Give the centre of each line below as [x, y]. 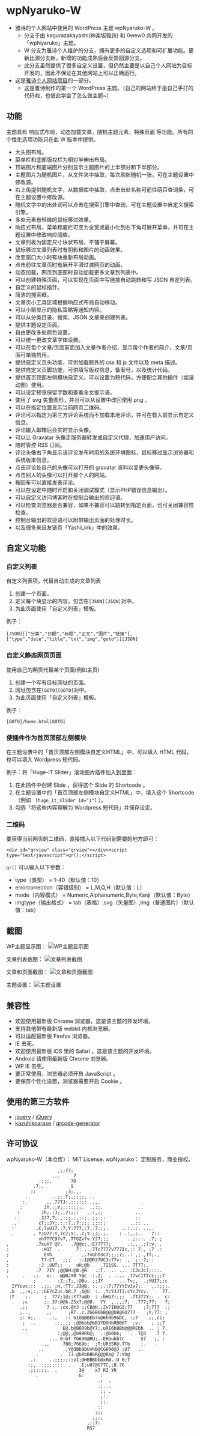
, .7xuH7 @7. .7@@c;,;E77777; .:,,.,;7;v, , [84, 1244]
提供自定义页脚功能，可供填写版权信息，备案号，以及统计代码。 [94, 369]
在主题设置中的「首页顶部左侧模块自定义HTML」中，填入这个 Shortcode [105, 793]
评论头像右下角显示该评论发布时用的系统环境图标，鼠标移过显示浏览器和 [104, 452]
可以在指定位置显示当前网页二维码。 [60, 407]
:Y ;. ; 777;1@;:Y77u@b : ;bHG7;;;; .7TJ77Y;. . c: [89, 1297]
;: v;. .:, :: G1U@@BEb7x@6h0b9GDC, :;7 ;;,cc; [92, 1318]
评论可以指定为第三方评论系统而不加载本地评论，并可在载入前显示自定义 [104, 414]
